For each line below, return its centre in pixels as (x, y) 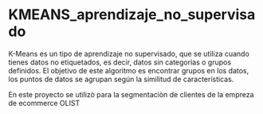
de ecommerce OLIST (44, 103)
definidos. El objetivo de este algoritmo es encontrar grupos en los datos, (129, 70)
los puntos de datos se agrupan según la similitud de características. (121, 79)
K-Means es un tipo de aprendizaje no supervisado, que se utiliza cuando (129, 53)
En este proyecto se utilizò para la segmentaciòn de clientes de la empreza (131, 94)
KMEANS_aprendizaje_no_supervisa (132, 15)
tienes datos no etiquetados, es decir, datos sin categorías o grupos (120, 62)
